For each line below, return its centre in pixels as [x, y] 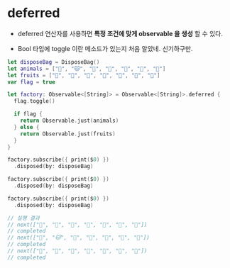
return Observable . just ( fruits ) [68, 134]
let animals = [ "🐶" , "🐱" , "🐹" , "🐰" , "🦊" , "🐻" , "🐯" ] [87, 69]
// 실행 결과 [24, 218]
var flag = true [31, 82]
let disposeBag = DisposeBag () [54, 62]
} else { [27, 127]
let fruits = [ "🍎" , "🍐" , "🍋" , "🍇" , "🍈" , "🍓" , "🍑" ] [84, 75]
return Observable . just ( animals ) [70, 121]
